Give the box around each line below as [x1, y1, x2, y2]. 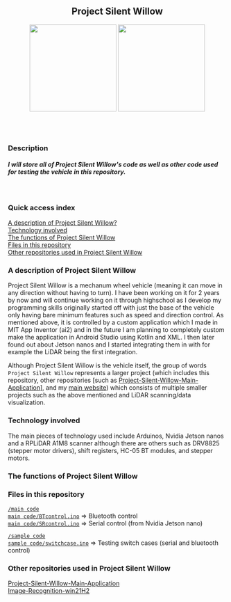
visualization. [8, 398, 46, 406]
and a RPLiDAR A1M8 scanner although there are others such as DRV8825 [8, 438, 221, 447]
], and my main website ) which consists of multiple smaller [40, 383, 207, 392]
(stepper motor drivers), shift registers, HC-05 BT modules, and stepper [8, 446, 214, 454]
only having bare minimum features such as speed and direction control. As [8, 311, 224, 319]
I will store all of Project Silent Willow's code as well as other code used [8, 160, 219, 169]
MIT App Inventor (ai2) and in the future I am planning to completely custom [8, 326, 225, 334]
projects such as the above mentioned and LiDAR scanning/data [8, 391, 191, 399]
